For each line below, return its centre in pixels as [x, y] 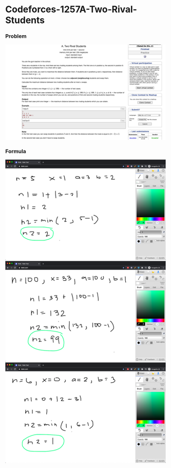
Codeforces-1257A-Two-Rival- [71, 9]
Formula [16, 151]
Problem [16, 36]
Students [25, 20]
